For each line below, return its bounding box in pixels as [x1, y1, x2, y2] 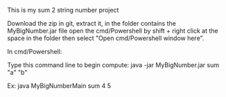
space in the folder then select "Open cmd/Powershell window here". [7, 34, 205, 42]
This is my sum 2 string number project [7, 6, 119, 14]
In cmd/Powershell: [7, 48, 62, 55]
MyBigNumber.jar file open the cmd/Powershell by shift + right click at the [7, 27, 218, 35]
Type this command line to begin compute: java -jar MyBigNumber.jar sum [7, 61, 220, 69]
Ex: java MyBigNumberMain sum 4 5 [7, 82, 112, 89]
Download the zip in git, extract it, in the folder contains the [7, 19, 177, 27]
